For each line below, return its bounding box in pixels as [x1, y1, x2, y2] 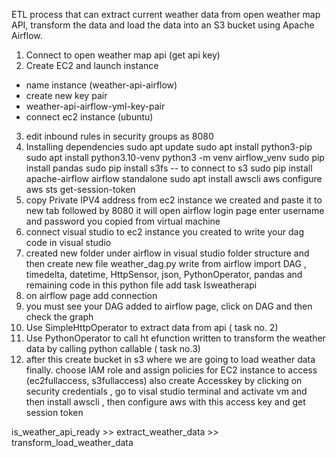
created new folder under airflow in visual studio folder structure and [25, 247, 310, 259]
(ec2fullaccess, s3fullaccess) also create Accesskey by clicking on [25, 375, 303, 386]
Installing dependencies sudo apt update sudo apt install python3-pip [25, 141, 313, 153]
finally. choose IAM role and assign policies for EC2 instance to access [25, 364, 318, 376]
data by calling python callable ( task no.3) [25, 343, 201, 354]
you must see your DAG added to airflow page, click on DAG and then [25, 300, 313, 312]
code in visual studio [25, 237, 112, 248]
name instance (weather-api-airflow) [25, 79, 178, 91]
